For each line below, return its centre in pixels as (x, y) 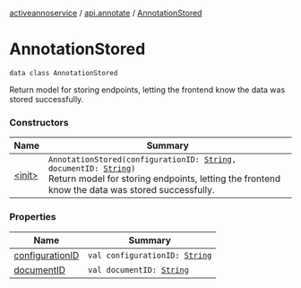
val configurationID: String (150, 255)
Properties (33, 217)
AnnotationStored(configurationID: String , (142, 160)
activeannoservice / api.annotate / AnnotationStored (106, 13)
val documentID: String (139, 270)
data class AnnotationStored (64, 73)
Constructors (39, 122)
